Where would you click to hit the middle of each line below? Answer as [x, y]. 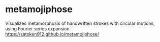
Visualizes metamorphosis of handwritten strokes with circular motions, [80, 23]
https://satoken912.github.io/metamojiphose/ [52, 34]
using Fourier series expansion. [38, 28]
